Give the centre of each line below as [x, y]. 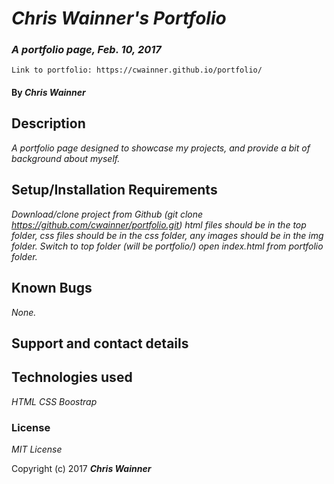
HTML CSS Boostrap [54, 401]
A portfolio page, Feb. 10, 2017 [86, 50]
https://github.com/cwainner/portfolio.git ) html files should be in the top [159, 224]
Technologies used [72, 377]
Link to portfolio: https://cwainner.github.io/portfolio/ [137, 70]
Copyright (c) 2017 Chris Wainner [81, 469]
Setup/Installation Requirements [114, 190]
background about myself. [66, 158]
